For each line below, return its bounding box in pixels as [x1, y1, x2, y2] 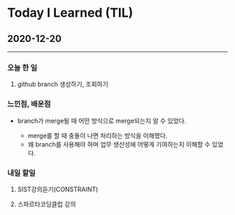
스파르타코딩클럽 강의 [17, 200, 76, 208]
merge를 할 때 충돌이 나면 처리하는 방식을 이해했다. [27, 131, 168, 140]
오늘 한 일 [7, 63, 37, 73]
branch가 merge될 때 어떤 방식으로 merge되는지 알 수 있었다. [17, 117, 187, 125]
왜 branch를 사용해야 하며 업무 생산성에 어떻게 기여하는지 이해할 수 [27, 140, 211, 148]
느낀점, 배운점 [7, 99, 51, 109]
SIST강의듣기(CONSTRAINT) [17, 185, 99, 193]
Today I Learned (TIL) [7, 5, 134, 21]
